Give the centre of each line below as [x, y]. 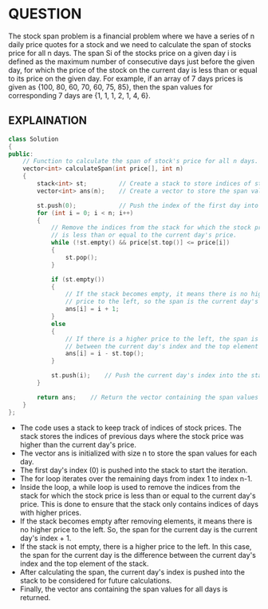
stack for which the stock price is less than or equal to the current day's [138, 496]
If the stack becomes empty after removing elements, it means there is [136, 521]
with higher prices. [51, 512]
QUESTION [45, 14]
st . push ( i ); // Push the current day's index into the [149, 376]
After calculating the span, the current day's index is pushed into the [132, 571]
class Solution [33, 139]
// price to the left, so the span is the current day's [162, 302]
